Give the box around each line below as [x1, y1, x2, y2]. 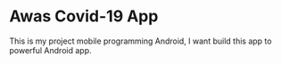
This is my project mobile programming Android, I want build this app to [9, 36, 272, 46]
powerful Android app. [9, 44, 92, 55]
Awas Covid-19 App [9, 6, 159, 27]
